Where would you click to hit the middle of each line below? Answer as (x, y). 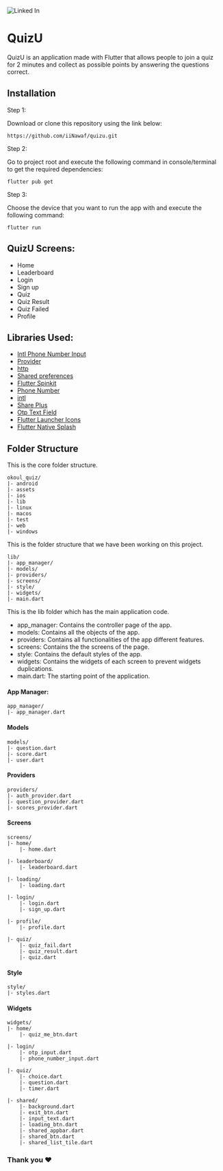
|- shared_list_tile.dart (56, 1143)
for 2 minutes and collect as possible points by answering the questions (108, 64)
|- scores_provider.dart (42, 807)
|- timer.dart (39, 1089)
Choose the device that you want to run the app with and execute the (105, 208)
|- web (16, 526)
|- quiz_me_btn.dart (49, 1035)
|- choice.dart (41, 1077)
